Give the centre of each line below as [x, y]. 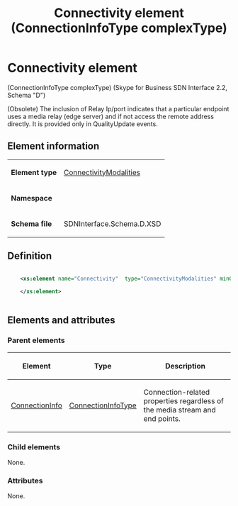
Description [185, 366]
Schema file [32, 223]
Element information [53, 146]
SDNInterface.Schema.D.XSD [112, 223]
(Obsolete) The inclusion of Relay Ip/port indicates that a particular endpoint [118, 108]
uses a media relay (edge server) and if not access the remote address [111, 116]
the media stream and [180, 410]
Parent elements [36, 340]
